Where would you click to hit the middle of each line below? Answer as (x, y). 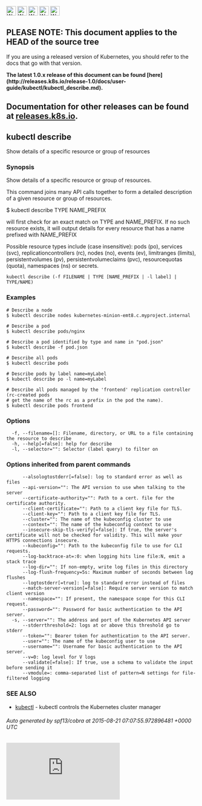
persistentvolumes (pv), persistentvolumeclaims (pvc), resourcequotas (94, 259)
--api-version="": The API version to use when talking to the (104, 488)
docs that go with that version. (44, 63)
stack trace (21, 562)
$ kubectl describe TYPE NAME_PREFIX (56, 210)
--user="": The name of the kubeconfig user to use (89, 641)
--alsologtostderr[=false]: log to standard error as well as (102, 477)
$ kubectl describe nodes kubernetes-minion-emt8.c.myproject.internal (98, 315)
